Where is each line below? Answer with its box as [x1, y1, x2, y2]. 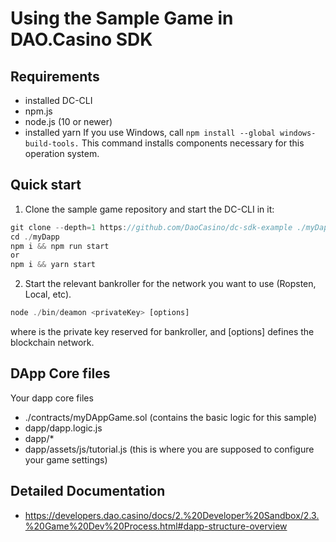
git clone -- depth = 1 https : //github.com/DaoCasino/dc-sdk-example [10, 222, 293, 232]
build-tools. [24, 139, 80, 149]
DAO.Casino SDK [10, 28, 153, 51]
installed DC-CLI [24, 95, 93, 106]
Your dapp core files [10, 392, 94, 404]
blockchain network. [10, 337, 95, 349]
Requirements [10, 68, 100, 85]
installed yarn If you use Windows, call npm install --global [24, 127, 276, 138]
